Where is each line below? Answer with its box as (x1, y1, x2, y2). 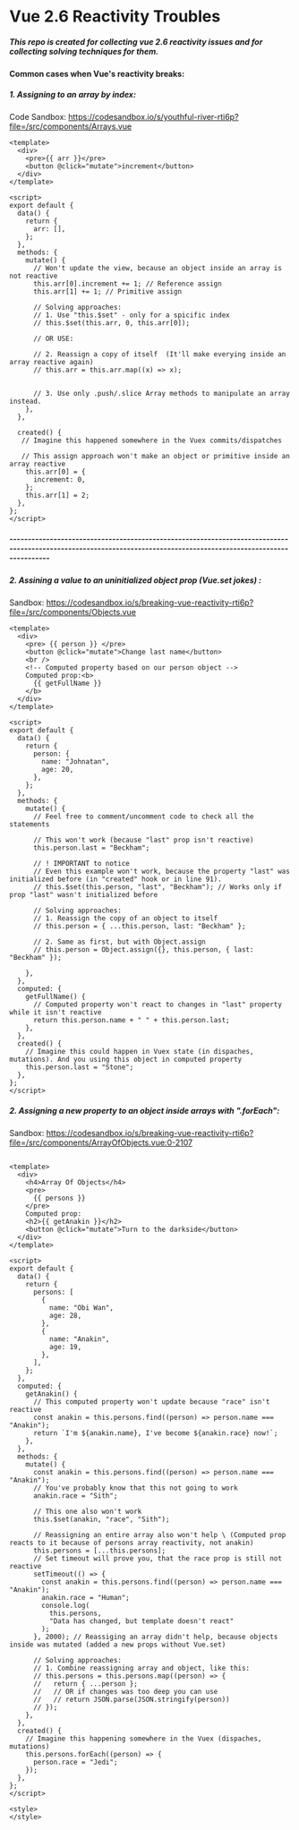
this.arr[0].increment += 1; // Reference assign (32, 279, 222, 288)
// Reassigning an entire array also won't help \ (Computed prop (32, 1531, 286, 1540)
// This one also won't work (32, 1507, 142, 1517)
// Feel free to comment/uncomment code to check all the (32, 812, 254, 821)
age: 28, (48, 1312, 82, 1321)
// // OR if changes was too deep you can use (32, 1688, 218, 1697)
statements (9, 820, 50, 829)
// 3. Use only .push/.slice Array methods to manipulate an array (32, 389, 291, 398)
